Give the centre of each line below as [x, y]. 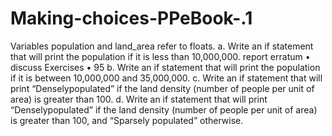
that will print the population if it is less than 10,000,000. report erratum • [160, 56]
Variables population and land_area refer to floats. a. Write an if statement [162, 46]
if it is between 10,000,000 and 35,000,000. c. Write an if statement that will [166, 78]
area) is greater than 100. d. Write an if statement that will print [139, 99]
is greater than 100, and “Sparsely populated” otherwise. [127, 120]
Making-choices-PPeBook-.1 [131, 18]
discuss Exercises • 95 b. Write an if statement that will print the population [165, 67]
